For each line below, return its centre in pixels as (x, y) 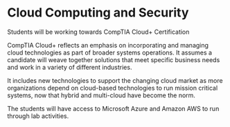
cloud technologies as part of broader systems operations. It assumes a (110, 52)
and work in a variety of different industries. (70, 67)
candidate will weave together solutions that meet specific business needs (114, 59)
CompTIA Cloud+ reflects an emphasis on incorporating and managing (108, 45)
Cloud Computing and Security (98, 13)
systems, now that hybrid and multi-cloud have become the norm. (101, 95)
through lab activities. (38, 116)
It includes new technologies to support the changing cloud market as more (115, 80)
